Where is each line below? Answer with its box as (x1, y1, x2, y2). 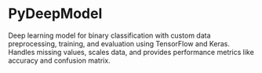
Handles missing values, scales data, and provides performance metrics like (8, 47, 255, 57)
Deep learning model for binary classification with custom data (8, 31, 211, 40)
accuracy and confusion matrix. (8, 56, 111, 65)
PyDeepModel (8, 5, 103, 23)
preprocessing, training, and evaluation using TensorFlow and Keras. (8, 38, 230, 48)
